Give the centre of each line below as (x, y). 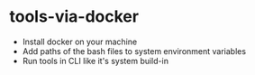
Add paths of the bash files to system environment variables (134, 51)
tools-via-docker (74, 17)
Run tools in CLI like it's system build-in (96, 61)
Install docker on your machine (80, 42)
